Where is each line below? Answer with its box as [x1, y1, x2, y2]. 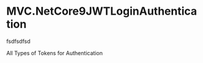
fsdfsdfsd [6, 37, 31, 45]
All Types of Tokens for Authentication [6, 49, 103, 56]
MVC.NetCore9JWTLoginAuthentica [6, 4, 197, 18]
